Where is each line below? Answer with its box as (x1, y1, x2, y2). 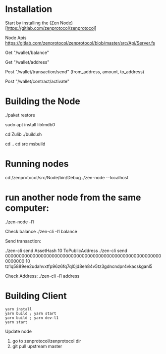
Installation (5, 3, 53, 15)
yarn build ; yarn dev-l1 (5, 315, 58, 320)
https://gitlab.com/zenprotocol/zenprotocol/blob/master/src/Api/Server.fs (5, 40, 155, 46)
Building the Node (5, 96, 81, 107)
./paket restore (5, 112, 36, 118)
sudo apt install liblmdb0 (5, 121, 55, 127)
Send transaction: (5, 238, 41, 244)
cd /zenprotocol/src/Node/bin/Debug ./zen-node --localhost (5, 174, 129, 180)
